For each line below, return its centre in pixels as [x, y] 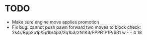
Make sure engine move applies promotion [56, 22]
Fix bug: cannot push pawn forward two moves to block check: [76, 27]
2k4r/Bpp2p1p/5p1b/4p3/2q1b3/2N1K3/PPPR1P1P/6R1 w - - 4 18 [77, 32]
